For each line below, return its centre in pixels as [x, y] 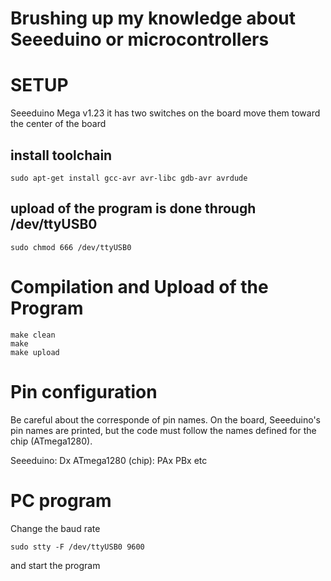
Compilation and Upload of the [139, 286]
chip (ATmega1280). [51, 441]
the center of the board [58, 124]
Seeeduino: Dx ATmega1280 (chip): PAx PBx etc [109, 460]
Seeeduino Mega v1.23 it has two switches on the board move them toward [165, 113]
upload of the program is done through [133, 208]
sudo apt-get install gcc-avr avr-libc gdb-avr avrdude [129, 178]
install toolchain [61, 155]
